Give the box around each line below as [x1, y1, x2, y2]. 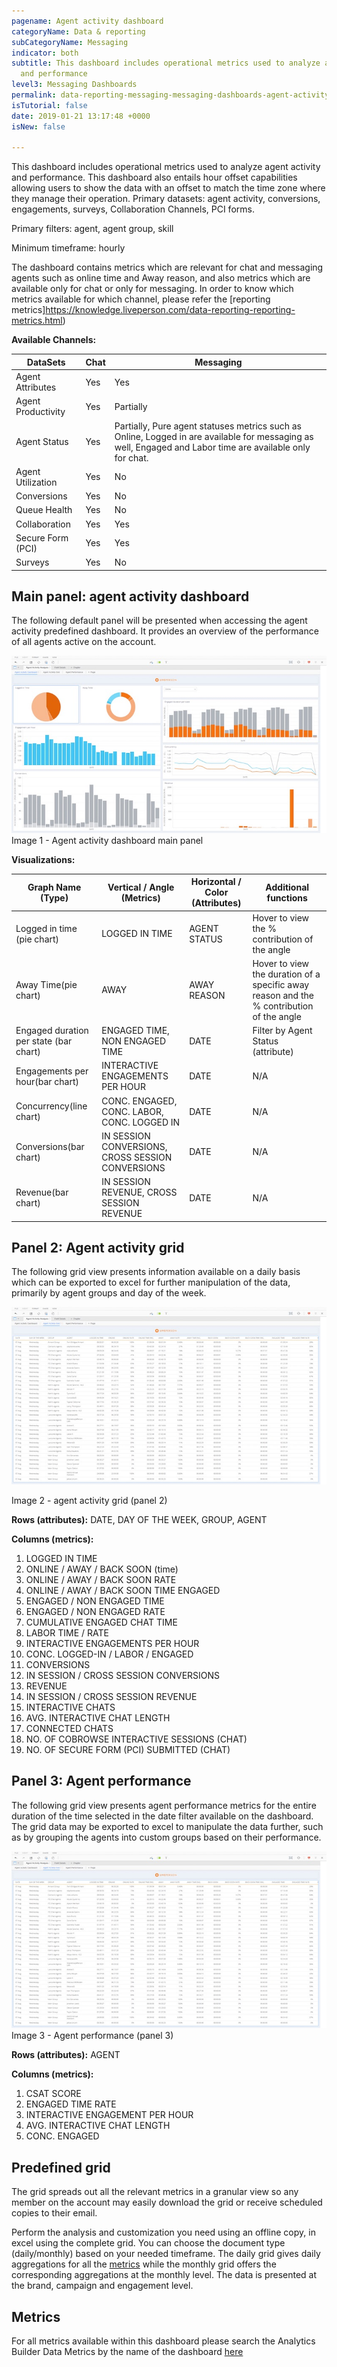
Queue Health [15, 504, 73, 516]
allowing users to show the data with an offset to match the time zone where [11, 182, 326, 194]
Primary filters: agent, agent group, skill [11, 223, 174, 235]
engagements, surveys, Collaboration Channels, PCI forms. [11, 203, 255, 215]
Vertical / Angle [107, 881, 175, 893]
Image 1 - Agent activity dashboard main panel [11, 834, 204, 846]
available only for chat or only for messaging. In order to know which [11, 283, 294, 295]
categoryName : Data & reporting [11, 26, 146, 37]
